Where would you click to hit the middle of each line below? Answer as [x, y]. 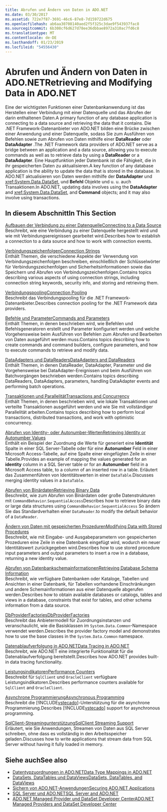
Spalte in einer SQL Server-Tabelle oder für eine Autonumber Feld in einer [82, 448]
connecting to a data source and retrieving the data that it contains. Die [78, 123]
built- [153, 657]
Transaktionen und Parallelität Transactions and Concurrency [67, 396]
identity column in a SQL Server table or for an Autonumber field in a [77, 464]
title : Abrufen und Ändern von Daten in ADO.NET [57, 10]
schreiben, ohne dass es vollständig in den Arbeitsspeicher [66, 734]
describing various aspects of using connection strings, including [72, 278]
